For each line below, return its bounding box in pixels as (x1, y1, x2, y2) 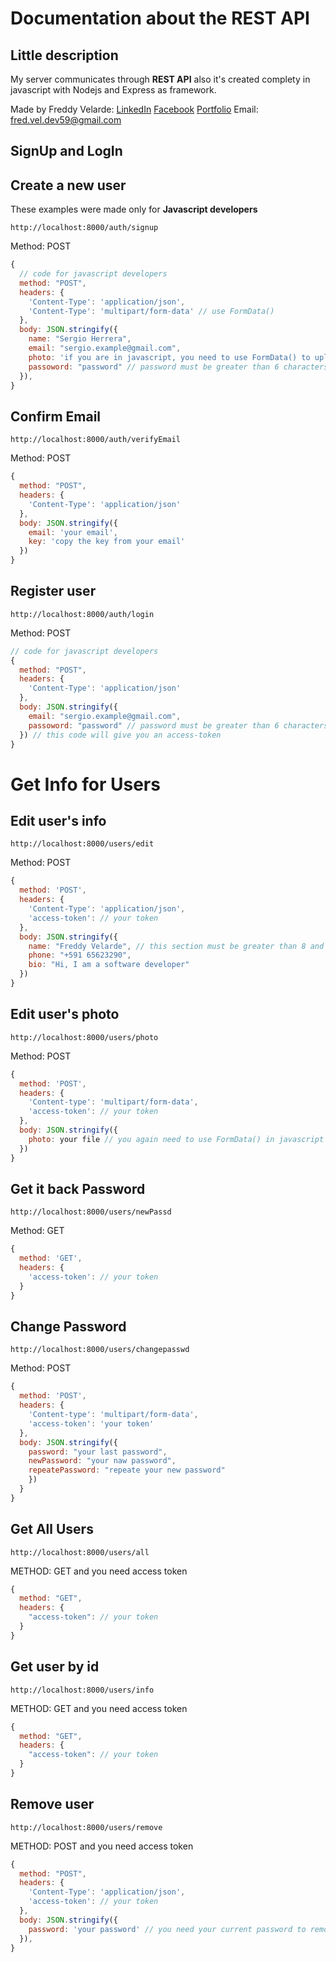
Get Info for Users (10, 773, 161, 796)
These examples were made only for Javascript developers (10, 203, 258, 216)
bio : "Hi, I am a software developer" (28, 960, 190, 970)
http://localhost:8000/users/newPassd (10, 1207, 172, 1217)
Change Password (10, 1318, 127, 1335)
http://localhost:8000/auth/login (10, 609, 155, 619)
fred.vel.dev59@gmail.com (10, 114, 122, 126)
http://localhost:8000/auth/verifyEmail (10, 435, 182, 445)
